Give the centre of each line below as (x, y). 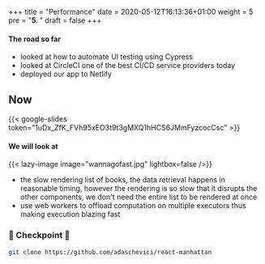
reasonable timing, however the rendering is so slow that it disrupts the (139, 189)
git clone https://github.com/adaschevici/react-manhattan (110, 252)
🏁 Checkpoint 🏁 (39, 236)
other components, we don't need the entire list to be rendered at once (139, 197)
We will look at (33, 146)
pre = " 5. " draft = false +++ (55, 20)
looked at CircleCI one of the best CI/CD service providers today (128, 66)
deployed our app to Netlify (66, 74)
